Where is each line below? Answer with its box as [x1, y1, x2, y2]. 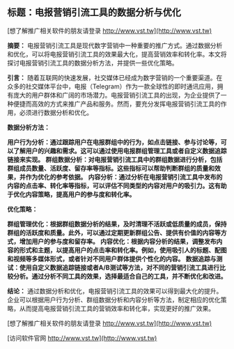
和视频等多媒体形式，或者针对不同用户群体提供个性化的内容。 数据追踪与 [7, 254, 217, 263]
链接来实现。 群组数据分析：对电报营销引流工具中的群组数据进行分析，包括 [7, 155, 223, 164]
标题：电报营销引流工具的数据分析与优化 [7, 6, 181, 19]
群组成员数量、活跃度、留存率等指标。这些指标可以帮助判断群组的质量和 [7, 164, 214, 172]
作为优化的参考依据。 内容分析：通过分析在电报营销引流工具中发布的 [25, 173, 223, 181]
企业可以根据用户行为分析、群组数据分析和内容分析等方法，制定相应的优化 [7, 295, 221, 304]
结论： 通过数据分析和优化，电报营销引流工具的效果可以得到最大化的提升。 [7, 286, 223, 295]
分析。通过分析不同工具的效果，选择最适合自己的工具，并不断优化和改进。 [13, 272, 227, 280]
